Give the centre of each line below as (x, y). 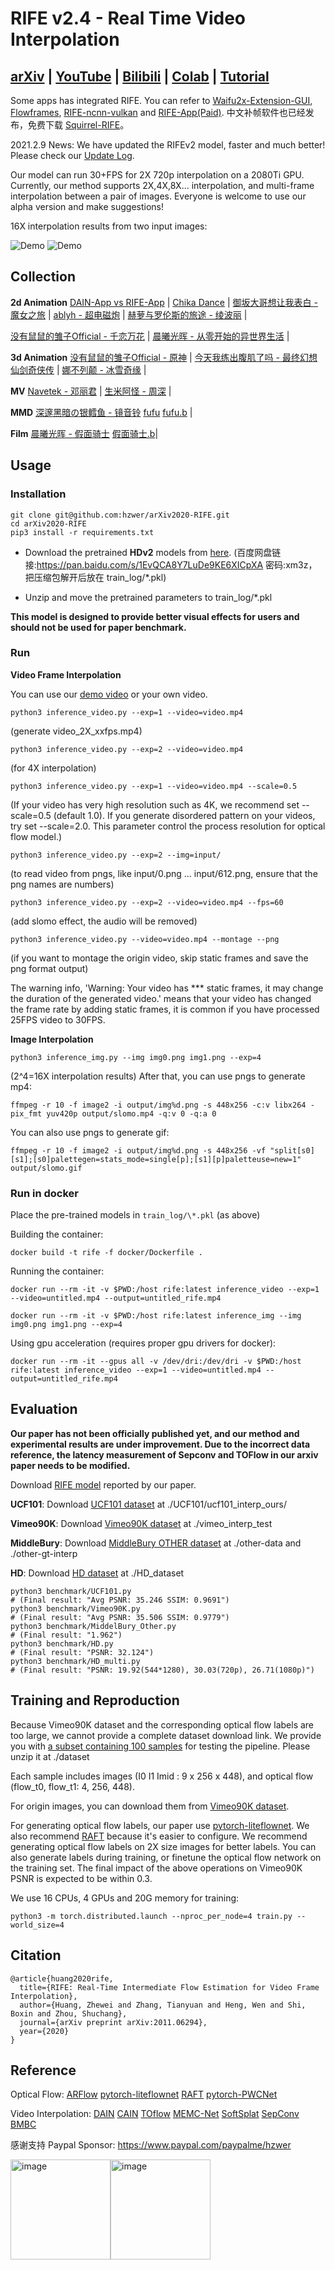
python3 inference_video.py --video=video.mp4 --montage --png (145, 939)
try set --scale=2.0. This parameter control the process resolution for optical (168, 826)
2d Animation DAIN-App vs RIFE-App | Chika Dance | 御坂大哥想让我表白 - (164, 302)
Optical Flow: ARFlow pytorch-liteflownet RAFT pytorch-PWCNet (144, 2094)
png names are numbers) (62, 884)
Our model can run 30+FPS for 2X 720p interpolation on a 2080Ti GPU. (157, 175)
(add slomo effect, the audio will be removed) (104, 921)
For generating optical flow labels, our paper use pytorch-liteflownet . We (160, 1825)
